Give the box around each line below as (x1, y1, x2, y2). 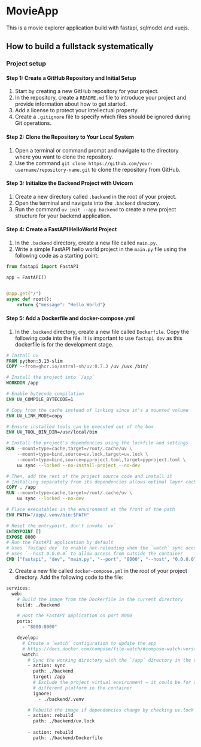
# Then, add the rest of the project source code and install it (6, 473, 172, 479)
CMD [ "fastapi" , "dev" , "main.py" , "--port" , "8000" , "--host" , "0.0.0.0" (6, 557, 197, 563)
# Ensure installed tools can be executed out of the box (6, 423, 154, 430)
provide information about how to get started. (14, 100, 127, 107)
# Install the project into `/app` (6, 374, 95, 381)
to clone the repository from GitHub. (92, 166, 181, 173)
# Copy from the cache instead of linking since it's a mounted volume (6, 407, 188, 413)
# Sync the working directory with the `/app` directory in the (28, 657, 191, 663)
